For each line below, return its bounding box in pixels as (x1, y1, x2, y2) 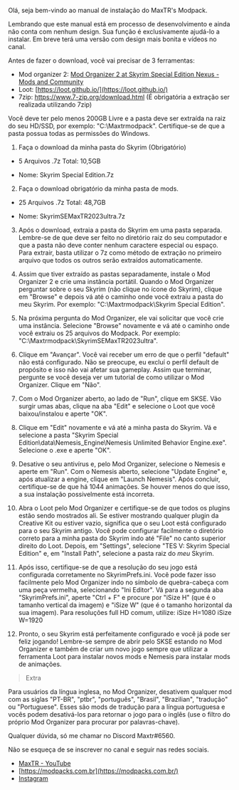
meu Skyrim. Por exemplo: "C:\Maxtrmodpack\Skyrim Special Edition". (18, 300, 225, 308)
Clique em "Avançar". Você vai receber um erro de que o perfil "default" (18, 350, 230, 359)
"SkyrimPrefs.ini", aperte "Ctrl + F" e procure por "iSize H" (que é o (18, 594, 216, 601)
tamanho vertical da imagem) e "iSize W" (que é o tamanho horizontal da (18, 601, 233, 609)
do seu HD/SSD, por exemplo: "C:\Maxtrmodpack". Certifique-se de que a (8, 122, 225, 130)
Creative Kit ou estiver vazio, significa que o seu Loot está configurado (18, 519, 227, 527)
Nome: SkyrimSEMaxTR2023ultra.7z (18, 212, 126, 220)
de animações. (18, 660, 63, 668)
